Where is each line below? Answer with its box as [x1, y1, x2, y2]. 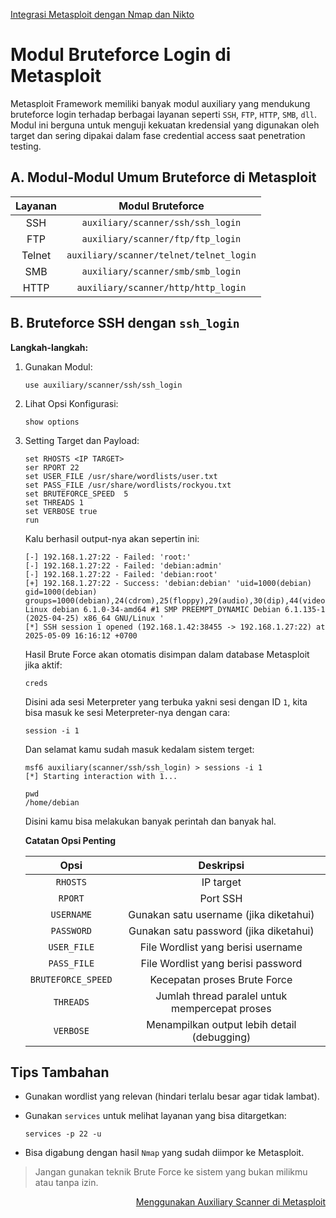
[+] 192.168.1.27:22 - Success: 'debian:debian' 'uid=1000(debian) [24, 578, 312, 588]
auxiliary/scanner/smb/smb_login [81, 265, 242, 277]
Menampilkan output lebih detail [146, 1017, 297, 1031]
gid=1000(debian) [24, 587, 98, 597]
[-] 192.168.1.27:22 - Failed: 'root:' [24, 552, 192, 562]
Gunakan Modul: [24, 360, 93, 373]
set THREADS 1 [24, 497, 84, 508]
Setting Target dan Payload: [24, 434, 140, 446]
